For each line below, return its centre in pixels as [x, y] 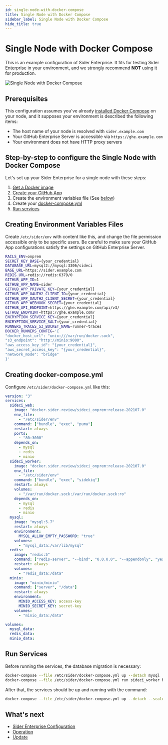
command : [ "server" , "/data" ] [46, 587]
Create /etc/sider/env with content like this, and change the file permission [83, 236]
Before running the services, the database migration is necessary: [73, 666]
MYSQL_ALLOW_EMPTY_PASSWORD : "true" [56, 536]
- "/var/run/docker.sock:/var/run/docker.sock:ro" [72, 494]
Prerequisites [26, 99]
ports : [21, 433]
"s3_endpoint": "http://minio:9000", [44, 340]
